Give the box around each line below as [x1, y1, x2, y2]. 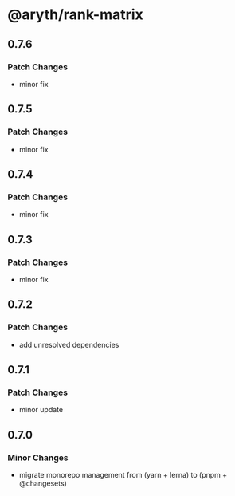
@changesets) [18, 478, 67, 488]
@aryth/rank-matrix [7, 6, 144, 24]
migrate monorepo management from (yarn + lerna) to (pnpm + [18, 470, 228, 479]
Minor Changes [7, 452, 69, 463]
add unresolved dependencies [18, 340, 119, 349]
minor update [18, 405, 64, 415]
